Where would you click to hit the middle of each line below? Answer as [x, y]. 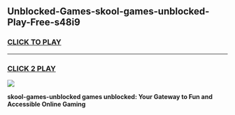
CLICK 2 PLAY [31, 68]
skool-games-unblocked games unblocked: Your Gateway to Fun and [110, 96]
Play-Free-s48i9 [44, 23]
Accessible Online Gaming [47, 104]
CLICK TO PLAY [34, 43]
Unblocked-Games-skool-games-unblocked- [108, 11]
